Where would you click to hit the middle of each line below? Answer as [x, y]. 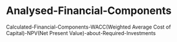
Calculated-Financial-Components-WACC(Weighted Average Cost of [88, 27]
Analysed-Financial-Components [89, 11]
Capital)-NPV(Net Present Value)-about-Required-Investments [81, 33]
